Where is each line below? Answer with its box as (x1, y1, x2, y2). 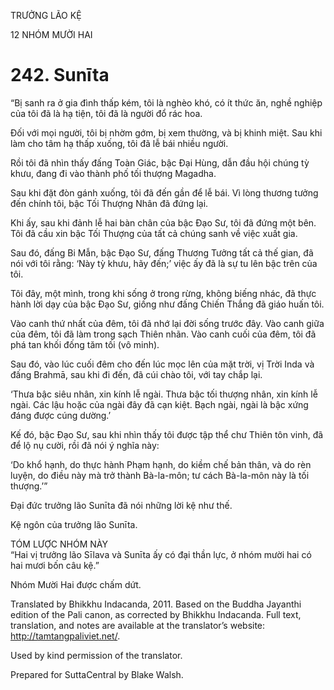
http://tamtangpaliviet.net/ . (10, 630, 121, 642)
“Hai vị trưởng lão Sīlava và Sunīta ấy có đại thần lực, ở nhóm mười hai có (10, 548, 312, 560)
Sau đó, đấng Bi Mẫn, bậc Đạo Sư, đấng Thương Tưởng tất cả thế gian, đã (10, 246, 314, 259)
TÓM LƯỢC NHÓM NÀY (10, 538, 108, 550)
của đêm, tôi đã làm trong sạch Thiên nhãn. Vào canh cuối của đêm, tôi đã (10, 328, 317, 340)
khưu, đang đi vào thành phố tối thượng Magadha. (10, 167, 217, 179)
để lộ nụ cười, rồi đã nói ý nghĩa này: (10, 439, 160, 451)
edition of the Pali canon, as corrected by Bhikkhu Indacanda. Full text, (10, 608, 302, 620)
